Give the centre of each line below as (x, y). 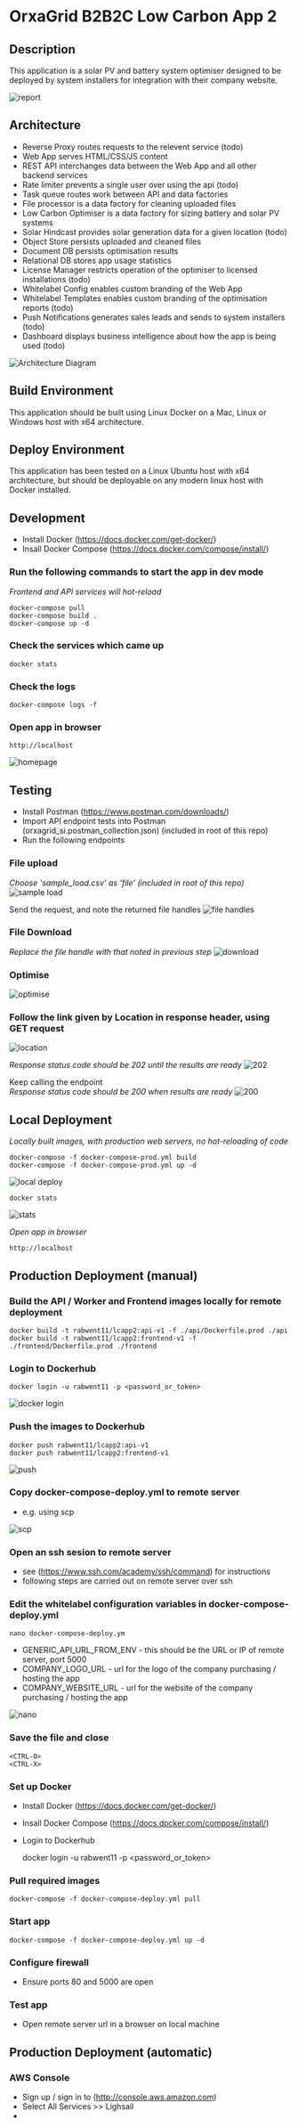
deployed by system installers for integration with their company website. (144, 80)
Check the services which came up (87, 646)
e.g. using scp (48, 1512)
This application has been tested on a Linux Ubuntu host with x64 (129, 471)
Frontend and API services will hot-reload (85, 591)
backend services (55, 175)
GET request (37, 1029)
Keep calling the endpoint (56, 1082)
